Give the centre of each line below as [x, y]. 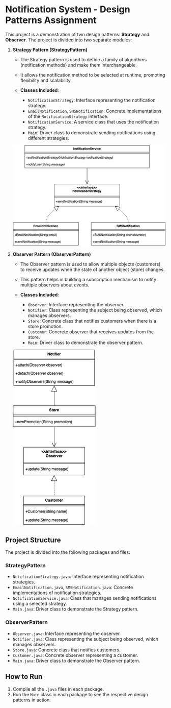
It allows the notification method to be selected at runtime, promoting [93, 75]
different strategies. [49, 138]
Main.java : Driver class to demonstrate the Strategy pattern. [76, 609]
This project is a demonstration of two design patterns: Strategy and [77, 34]
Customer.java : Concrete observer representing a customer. [75, 655]
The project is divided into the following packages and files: [68, 552]
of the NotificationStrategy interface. [68, 116]
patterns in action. [32, 700]
